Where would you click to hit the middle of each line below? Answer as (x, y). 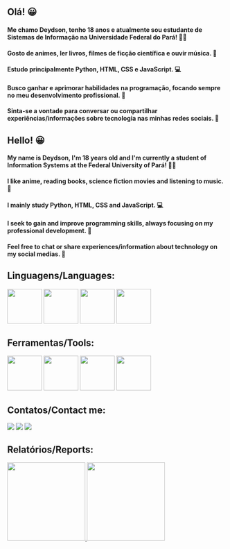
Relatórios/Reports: (50, 449)
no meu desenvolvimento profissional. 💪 (67, 95)
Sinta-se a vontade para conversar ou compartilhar (82, 111)
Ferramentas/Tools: (51, 343)
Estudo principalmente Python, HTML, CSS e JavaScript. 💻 (94, 69)
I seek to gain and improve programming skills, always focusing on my (110, 223)
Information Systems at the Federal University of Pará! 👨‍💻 (92, 165)
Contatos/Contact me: (56, 410)
